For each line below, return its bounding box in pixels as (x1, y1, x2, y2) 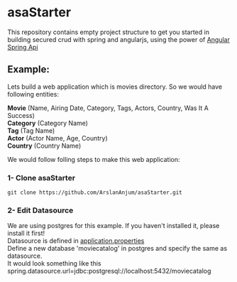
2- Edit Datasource (7, 205, 74, 215)
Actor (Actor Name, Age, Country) (7, 134, 108, 142)
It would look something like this (7, 259, 101, 268)
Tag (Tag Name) (7, 126, 55, 135)
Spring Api (7, 43, 38, 51)
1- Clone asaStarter (7, 173, 76, 183)
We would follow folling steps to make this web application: (7, 155, 180, 163)
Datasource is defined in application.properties (7, 237, 145, 245)
